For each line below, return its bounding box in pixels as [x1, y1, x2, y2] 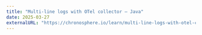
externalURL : [6, 20, 39, 26]
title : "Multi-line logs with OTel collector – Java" [6, 8, 144, 15]
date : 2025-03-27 [6, 14, 50, 20]
